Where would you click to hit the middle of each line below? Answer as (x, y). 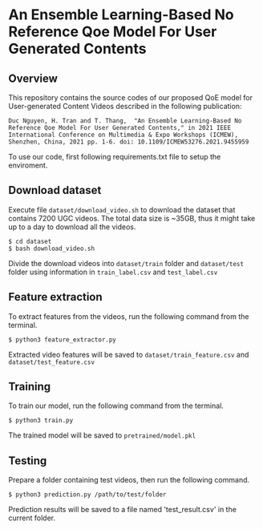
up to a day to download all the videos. (72, 227)
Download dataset (55, 190)
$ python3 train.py (41, 421)
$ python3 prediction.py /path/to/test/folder (87, 495)
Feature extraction (55, 297)
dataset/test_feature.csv (51, 362)
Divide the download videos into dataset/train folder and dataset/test (126, 263)
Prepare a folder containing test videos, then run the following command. (129, 480)
